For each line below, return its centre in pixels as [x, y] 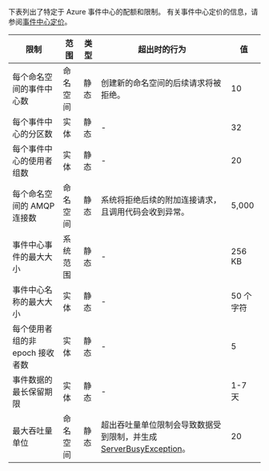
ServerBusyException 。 [145, 449]
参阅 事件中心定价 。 [40, 22]
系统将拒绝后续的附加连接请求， [161, 200]
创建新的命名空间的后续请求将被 [161, 83]
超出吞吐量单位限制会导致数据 [157, 425]
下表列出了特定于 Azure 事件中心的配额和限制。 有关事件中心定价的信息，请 [133, 12]
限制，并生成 [133, 437]
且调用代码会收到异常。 [145, 212]
